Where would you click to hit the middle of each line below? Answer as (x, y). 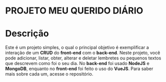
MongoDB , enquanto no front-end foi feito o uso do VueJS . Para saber (79, 69)
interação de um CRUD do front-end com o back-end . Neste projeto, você (83, 53)
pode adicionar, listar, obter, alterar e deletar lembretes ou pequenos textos (83, 58)
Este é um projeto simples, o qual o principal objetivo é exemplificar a (77, 47)
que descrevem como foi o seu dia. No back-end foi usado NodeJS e (77, 63)
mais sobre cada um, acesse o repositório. (49, 74)
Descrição (27, 34)
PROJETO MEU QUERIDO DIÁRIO (74, 11)
